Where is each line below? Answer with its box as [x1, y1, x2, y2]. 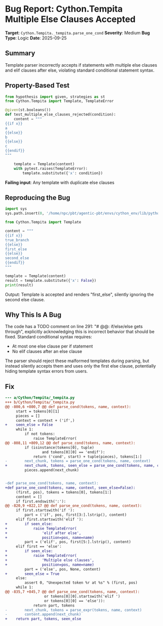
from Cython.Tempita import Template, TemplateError [5, 99, 114, 104]
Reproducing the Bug [5, 193, 70, 202]
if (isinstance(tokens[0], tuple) [24, 445, 95, 450]
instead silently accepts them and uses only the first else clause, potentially [5, 363, 156, 369]
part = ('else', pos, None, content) [24, 567, 101, 571]
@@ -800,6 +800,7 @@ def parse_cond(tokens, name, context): [5, 404, 131, 409]
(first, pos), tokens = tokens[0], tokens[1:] [16, 490, 112, 495]
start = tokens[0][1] [16, 409, 60, 414]
